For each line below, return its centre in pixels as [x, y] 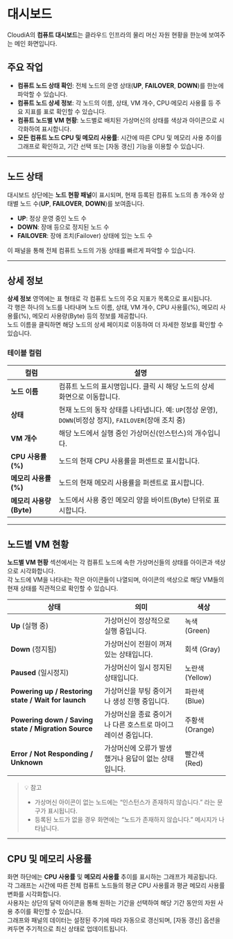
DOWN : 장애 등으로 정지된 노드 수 [63, 227]
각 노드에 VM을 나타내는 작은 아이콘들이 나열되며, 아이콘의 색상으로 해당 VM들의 [116, 580]
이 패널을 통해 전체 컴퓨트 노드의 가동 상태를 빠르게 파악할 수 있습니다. [101, 250]
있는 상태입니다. [128, 654]
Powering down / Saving [52, 720]
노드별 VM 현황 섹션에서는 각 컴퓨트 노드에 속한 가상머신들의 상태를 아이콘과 [110, 562]
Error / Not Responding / [52, 754]
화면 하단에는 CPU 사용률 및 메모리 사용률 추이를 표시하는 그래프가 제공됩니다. [112, 877]
